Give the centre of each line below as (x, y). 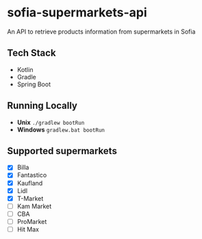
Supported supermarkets (62, 151)
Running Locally (42, 106)
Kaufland (30, 183)
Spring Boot (34, 84)
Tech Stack (31, 53)
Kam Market (34, 206)
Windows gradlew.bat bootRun (61, 129)
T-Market (30, 198)
